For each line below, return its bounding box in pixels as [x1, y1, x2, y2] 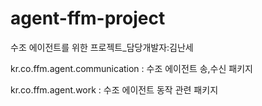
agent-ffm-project [10, 7, 166, 30]
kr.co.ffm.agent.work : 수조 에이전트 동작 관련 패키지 [10, 83, 219, 96]
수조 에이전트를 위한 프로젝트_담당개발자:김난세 [10, 41, 194, 53]
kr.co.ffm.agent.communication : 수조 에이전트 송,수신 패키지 [10, 62, 253, 74]
